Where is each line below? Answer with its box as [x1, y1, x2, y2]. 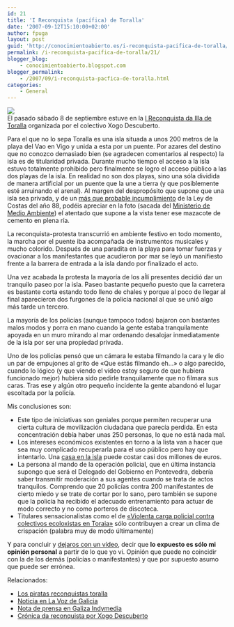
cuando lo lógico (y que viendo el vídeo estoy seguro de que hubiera [7, 366, 205, 375]
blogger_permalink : [7, 68, 64, 75]
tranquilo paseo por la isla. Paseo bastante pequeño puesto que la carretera [7, 280, 225, 289]
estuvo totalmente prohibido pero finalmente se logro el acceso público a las [7, 164, 227, 173]
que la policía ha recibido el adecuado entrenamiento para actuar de [17, 497, 214, 506]
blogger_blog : [7, 56, 49, 63]
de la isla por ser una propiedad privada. [7, 339, 123, 347]
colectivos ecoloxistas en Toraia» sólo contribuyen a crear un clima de [17, 520, 220, 528]
